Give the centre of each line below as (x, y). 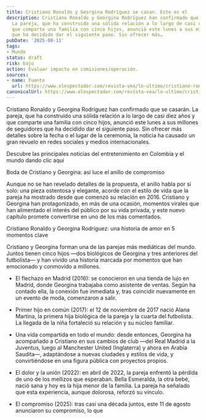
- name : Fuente (26, 80)
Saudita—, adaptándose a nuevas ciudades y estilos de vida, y (94, 354)
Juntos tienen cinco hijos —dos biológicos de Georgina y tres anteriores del (102, 253)
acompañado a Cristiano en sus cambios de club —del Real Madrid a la (105, 341)
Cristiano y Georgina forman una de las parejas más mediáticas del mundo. (101, 246)
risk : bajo (20, 63)
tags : (13, 47)
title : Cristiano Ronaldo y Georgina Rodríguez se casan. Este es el (97, 12)
